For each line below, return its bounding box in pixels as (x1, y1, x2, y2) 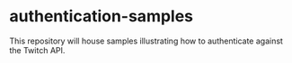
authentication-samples (9, 6, 194, 27)
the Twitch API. (9, 44, 66, 55)
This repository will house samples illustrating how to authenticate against (9, 35, 283, 46)
